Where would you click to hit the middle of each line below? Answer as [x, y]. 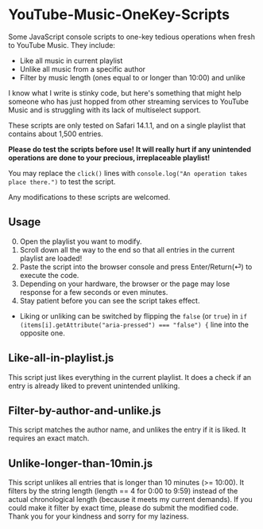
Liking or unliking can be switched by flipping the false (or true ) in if [133, 315]
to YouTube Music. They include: [62, 45]
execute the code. [49, 275]
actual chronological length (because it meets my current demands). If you [130, 500]
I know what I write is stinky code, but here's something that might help [125, 92]
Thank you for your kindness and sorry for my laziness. [99, 516]
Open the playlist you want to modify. [81, 241]
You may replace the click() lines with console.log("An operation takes [128, 173]
